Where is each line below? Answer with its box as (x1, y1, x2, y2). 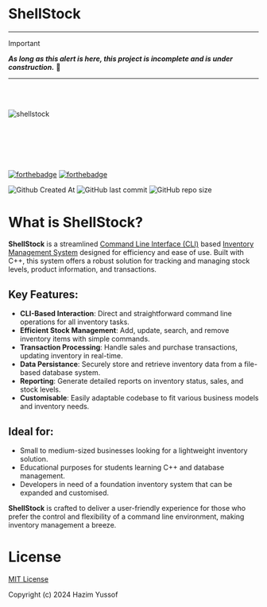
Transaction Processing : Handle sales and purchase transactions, (19, 342, 238, 352)
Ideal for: (8, 424, 54, 438)
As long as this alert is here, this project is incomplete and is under (8, 53, 233, 64)
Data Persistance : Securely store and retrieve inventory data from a (19, 359, 242, 369)
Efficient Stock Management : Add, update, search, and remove (19, 326, 230, 335)
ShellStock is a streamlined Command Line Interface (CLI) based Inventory (8, 239, 254, 249)
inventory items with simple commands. (19, 334, 150, 344)
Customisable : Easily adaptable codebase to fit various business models (19, 393, 259, 403)
